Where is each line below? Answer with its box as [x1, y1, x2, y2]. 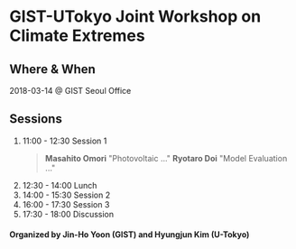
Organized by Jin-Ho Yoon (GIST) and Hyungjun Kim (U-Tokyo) [9, 229, 250, 240]
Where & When [9, 61, 97, 77]
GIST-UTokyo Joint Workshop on [9, 6, 262, 27]
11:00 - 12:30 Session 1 [22, 135, 107, 146]
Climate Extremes [9, 25, 146, 46]
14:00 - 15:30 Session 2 [22, 189, 111, 200]
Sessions [9, 111, 63, 127]
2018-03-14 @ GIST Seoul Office [9, 86, 132, 96]
